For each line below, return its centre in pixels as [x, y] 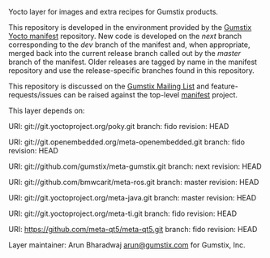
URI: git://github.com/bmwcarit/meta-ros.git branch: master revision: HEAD [134, 182]
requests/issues [35, 95]
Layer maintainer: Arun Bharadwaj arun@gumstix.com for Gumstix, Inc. [127, 245]
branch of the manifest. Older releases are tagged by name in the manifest [133, 62]
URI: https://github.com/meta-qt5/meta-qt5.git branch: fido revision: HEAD [133, 229]
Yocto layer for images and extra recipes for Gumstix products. [114, 12]
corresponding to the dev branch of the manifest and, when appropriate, [129, 45]
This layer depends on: [47, 110]
